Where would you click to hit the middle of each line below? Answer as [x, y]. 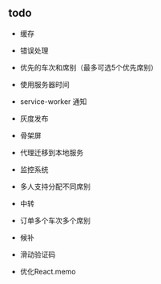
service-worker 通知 [53, 101]
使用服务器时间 [44, 84]
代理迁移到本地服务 [52, 152]
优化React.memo [48, 271]
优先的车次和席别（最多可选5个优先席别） [89, 67]
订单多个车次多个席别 [55, 220]
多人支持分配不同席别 [55, 186]
